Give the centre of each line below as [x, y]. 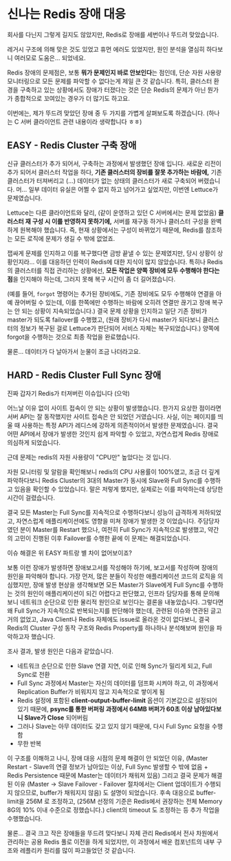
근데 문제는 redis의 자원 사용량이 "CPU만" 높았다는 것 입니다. [89, 457]
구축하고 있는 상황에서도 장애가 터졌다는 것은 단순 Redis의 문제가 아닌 [113, 90]
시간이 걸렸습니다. [31, 497]
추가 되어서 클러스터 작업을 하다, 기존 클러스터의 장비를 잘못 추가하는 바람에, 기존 [114, 172]
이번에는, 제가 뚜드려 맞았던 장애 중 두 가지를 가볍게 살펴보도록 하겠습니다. [106, 113]
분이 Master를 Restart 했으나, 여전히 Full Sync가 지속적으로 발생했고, [113, 529]
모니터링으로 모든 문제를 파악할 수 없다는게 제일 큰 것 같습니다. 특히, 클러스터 [110, 81]
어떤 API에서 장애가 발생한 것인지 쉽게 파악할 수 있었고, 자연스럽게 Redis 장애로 [113, 434]
